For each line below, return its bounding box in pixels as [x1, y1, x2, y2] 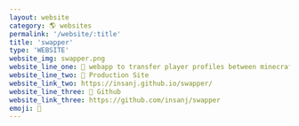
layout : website [9, 12, 69, 22]
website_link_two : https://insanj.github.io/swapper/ [9, 79, 214, 88]
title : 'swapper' [9, 37, 74, 47]
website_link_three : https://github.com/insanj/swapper [9, 95, 221, 105]
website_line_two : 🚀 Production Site [9, 71, 149, 80]
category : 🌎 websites [9, 21, 93, 30]
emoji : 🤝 [9, 104, 42, 113]
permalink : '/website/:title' [9, 29, 122, 38]
